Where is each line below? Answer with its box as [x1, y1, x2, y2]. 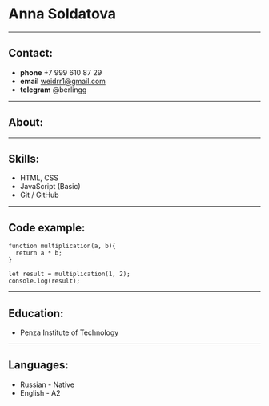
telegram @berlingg [19, 85, 87, 94]
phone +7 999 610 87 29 [19, 67, 102, 77]
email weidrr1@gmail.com [19, 76, 106, 86]
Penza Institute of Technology [19, 328, 119, 337]
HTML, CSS [19, 173, 58, 183]
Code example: [8, 221, 86, 235]
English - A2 [19, 388, 62, 397]
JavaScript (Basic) [19, 182, 81, 191]
